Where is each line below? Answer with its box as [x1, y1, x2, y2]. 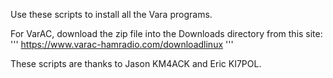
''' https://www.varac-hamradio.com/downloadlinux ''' [10, 39, 234, 50]
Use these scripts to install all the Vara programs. [10, 9, 213, 20]
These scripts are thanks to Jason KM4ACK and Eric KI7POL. [10, 58, 262, 69]
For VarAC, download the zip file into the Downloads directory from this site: [10, 28, 323, 39]
